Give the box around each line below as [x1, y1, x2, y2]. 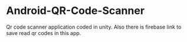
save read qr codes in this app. [6, 29, 81, 36]
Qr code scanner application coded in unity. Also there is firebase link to [6, 23, 182, 30]
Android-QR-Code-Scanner [6, 4, 145, 17]
